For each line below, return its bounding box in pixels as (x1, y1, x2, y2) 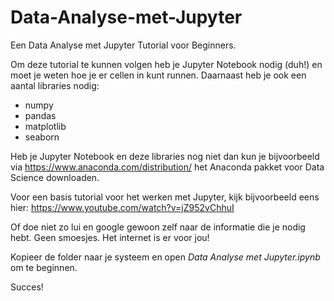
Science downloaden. (10, 171, 100, 183)
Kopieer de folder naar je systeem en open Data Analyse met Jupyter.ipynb (10, 251, 321, 263)
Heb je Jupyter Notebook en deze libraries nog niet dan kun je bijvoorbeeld (10, 150, 320, 162)
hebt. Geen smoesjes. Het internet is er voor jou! (10, 231, 210, 243)
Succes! (10, 281, 44, 293)
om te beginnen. (10, 261, 78, 273)
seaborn (24, 131, 60, 143)
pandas (24, 109, 57, 121)
